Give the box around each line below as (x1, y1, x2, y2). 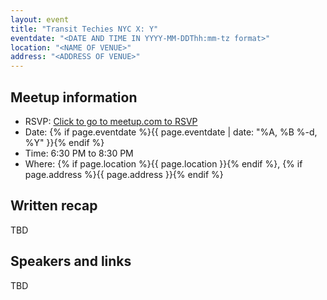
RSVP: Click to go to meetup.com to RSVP (24, 115, 198, 127)
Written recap (10, 197, 98, 215)
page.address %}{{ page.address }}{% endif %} (24, 168, 224, 180)
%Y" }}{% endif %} (24, 136, 105, 148)
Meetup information (10, 89, 138, 106)
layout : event (10, 14, 70, 25)
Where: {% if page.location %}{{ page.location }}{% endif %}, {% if (24, 157, 303, 170)
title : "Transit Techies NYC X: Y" (10, 24, 159, 34)
